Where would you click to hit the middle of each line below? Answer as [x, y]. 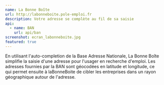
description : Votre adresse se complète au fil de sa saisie [70, 19]
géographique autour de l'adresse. [40, 77]
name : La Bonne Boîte [27, 10]
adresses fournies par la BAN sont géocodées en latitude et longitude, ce [80, 66]
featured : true [21, 42]
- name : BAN [22, 28]
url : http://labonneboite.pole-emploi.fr [49, 14]
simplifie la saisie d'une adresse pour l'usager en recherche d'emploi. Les [80, 61]
